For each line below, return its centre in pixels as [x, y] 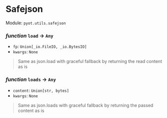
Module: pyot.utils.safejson [36, 23]
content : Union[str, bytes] [41, 90]
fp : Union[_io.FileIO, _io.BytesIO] [50, 47]
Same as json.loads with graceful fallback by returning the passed [85, 105]
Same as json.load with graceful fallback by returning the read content [90, 61]
